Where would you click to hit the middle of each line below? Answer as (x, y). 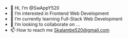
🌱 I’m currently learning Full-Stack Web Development (66, 19)
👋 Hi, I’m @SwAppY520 (35, 8)
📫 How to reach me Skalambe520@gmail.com (60, 30)
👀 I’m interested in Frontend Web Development (59, 13)
